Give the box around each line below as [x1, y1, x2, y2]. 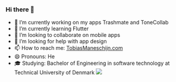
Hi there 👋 [5, 5, 35, 14]
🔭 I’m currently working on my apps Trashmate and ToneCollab [14, 19, 169, 26]
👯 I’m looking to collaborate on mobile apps [14, 31, 120, 39]
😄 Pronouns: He [14, 53, 55, 60]
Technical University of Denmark [14, 69, 95, 76]
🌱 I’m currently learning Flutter [14, 25, 89, 32]
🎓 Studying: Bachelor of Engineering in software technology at [14, 59, 170, 67]
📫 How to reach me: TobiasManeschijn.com [14, 45, 123, 52]
